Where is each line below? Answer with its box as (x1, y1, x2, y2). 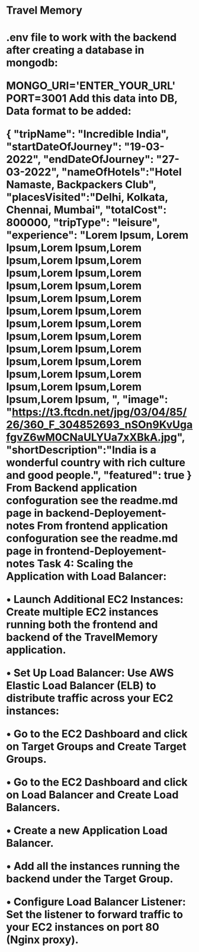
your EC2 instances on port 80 (6, 920, 160, 934)
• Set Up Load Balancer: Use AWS (6, 667, 174, 680)
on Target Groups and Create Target (6, 740, 187, 753)
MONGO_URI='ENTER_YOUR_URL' (6, 79, 176, 93)
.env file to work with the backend (6, 31, 177, 45)
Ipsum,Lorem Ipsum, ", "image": (6, 393, 168, 406)
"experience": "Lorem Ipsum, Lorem (6, 228, 189, 242)
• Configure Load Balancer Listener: (6, 896, 187, 909)
